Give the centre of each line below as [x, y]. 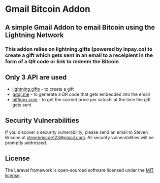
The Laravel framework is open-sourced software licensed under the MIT [80, 170]
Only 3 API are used [36, 77]
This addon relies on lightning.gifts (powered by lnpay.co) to [79, 49]
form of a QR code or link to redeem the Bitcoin [62, 61]
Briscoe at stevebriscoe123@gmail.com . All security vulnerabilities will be [80, 138]
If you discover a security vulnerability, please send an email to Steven [77, 132]
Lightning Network [34, 35]
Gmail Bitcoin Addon [48, 9]
